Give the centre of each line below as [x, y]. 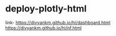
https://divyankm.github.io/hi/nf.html [43, 27]
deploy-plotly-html [46, 9]
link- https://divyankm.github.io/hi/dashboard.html [58, 22]
